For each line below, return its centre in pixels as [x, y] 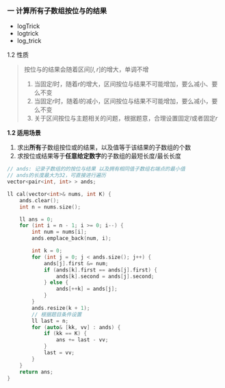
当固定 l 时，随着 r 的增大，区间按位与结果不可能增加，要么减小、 [123, 84]
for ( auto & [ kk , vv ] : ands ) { [76, 327]
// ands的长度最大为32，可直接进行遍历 [56, 175]
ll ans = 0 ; [36, 219]
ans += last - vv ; [82, 340]
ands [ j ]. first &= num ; [76, 263]
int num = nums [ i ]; [59, 232]
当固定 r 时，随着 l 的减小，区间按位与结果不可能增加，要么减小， [123, 101]
